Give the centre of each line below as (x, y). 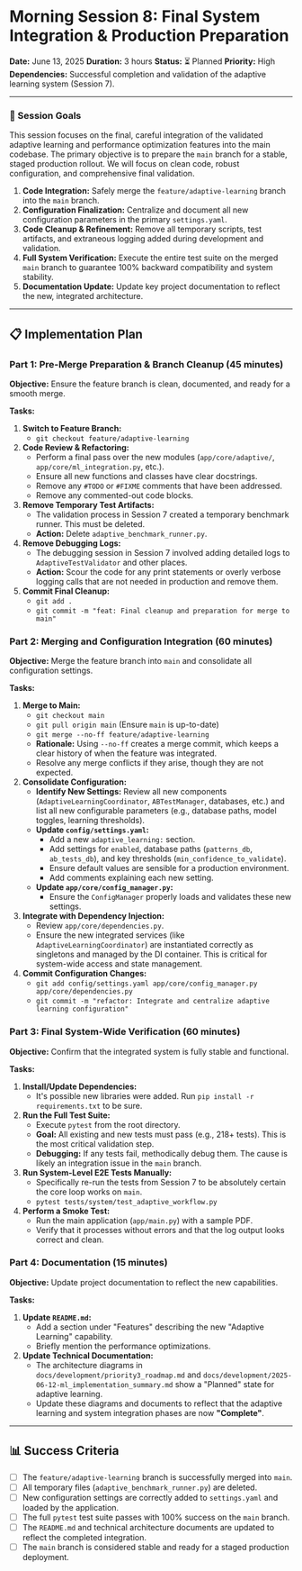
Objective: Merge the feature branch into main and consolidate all (131, 661)
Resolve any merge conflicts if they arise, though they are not (150, 763)
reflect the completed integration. (84, 1537)
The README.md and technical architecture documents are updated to (148, 1527)
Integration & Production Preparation (149, 36)
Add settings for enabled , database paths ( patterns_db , (151, 849)
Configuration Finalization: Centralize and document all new (135, 210)
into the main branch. (61, 201)
